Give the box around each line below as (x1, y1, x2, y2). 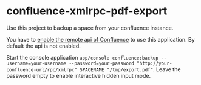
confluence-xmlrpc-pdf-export (6, 4, 168, 18)
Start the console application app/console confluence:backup (6, 54, 159, 61)
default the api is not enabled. (6, 42, 81, 49)
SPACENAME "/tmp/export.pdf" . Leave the (80, 65, 181, 73)
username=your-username (6, 60, 67, 66)
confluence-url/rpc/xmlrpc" (6, 66, 78, 73)
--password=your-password (69, 60, 135, 66)
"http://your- (136, 60, 172, 66)
